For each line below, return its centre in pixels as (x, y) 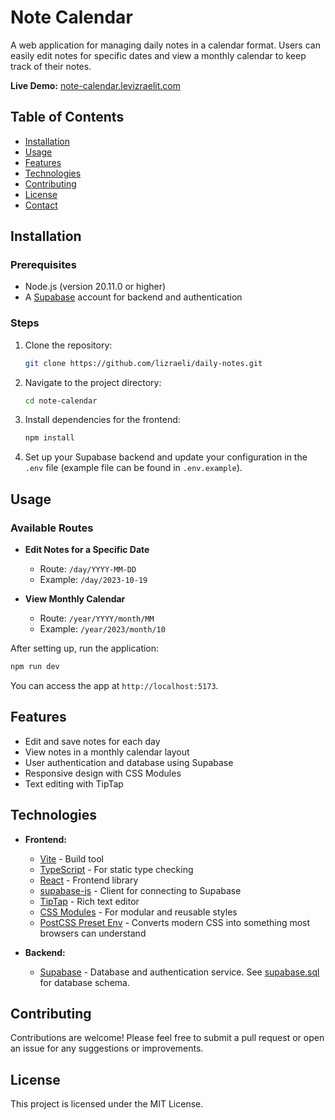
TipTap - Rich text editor (89, 901)
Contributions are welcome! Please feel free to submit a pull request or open (167, 1038)
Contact (41, 205)
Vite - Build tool (71, 858)
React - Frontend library (89, 880)
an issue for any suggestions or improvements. (107, 1048)
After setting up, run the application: (85, 648)
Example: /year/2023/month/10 (102, 629)
